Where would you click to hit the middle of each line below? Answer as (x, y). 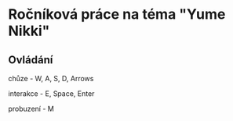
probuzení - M (31, 109)
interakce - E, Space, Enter (51, 94)
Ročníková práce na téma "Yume (117, 14)
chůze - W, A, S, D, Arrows (51, 78)
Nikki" (29, 31)
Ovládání (31, 60)
